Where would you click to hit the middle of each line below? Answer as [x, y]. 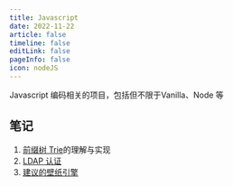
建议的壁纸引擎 [50, 172]
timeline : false [40, 43]
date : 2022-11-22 [42, 26]
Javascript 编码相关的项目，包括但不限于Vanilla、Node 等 [116, 95]
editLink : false [40, 51]
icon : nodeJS [34, 69]
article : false [38, 34]
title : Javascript [44, 18]
